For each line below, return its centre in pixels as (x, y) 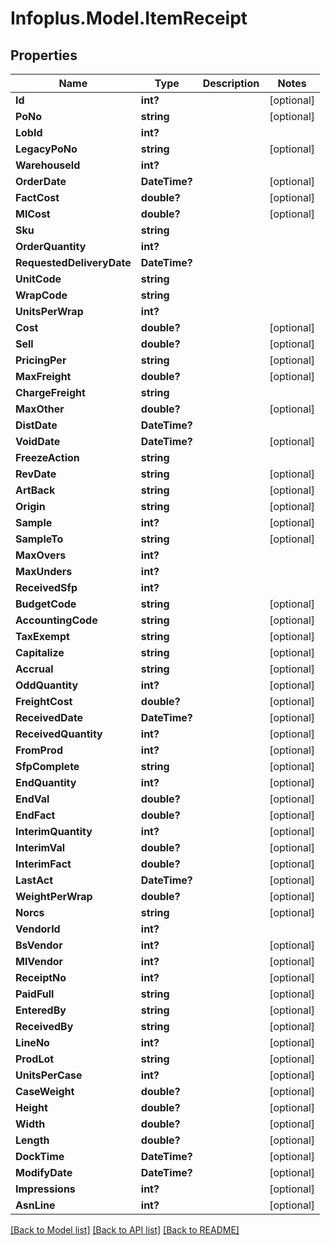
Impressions (45, 1189)
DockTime (40, 1156)
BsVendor (39, 945)
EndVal (32, 799)
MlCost (33, 214)
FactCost (37, 197)
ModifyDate (44, 1172)
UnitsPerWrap (49, 311)
